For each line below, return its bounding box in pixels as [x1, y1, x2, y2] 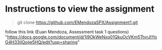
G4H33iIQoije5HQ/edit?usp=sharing [5, 39, 78, 45]
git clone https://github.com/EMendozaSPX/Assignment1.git [17, 19, 138, 25]
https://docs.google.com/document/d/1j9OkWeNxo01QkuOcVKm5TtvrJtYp [7, 34, 158, 40]
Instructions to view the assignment [5, 3, 155, 15]
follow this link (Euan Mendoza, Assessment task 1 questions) [5, 29, 129, 34]
